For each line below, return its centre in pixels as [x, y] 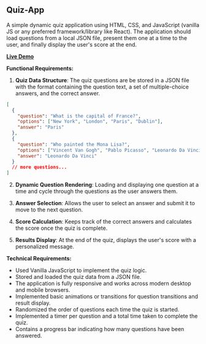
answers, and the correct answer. [57, 93]
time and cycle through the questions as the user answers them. [96, 191]
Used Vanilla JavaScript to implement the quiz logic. [81, 270]
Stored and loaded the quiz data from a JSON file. [78, 277]
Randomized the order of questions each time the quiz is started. [97, 310]
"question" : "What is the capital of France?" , [79, 116]
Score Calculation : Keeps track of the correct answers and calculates [103, 222]
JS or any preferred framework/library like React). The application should [99, 31]
